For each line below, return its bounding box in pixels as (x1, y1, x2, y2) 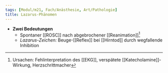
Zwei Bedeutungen (12, 25, 53, 31)
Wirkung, (12, 62, 31, 68)
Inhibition (19, 42, 39, 48)
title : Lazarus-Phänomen (5, 12, 57, 17)
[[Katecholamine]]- (121, 57, 161, 63)
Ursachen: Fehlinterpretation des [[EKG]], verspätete (12, 57, 121, 63)
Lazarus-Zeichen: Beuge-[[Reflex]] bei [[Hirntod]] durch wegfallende (19, 37, 162, 43)
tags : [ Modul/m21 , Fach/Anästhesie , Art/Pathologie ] (5, 7, 117, 12)
